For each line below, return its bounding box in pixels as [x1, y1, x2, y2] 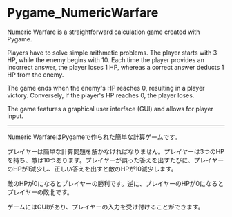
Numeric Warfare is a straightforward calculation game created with [7, 28, 200, 36]
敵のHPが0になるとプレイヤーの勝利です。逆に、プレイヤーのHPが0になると [7, 179, 224, 187]
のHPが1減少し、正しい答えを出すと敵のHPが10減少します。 [7, 164, 177, 173]
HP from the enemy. [7, 70, 64, 79]
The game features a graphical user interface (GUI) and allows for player [7, 104, 214, 113]
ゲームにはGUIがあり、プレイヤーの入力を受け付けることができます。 [7, 202, 204, 211]
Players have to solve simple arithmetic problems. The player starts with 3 [7, 48, 217, 57]
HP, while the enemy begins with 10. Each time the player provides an [7, 55, 205, 64]
